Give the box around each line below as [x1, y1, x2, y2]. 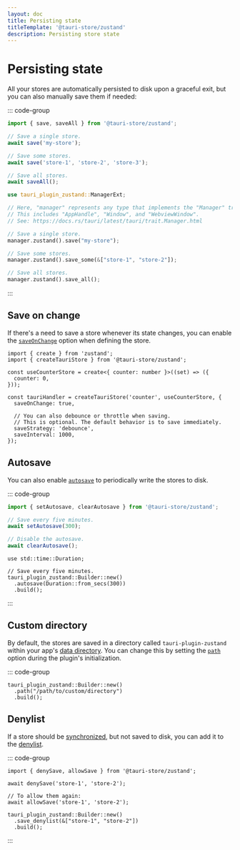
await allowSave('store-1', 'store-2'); [7, 799, 130, 806]
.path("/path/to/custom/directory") [14, 687, 123, 694]
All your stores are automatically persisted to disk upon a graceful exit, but [7, 85, 226, 93]
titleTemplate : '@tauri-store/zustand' [7, 24, 126, 31]
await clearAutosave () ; [7, 542, 79, 550]
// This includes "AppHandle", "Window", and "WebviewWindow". [7, 211, 200, 218]
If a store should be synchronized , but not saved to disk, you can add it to [7, 732, 224, 741]
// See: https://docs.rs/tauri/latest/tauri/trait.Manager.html [7, 217, 203, 225]
